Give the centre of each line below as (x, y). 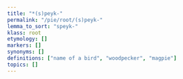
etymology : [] (28, 39)
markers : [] (24, 45)
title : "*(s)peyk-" (35, 13)
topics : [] (23, 65)
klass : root (24, 33)
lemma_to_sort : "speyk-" (43, 26)
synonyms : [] (26, 52)
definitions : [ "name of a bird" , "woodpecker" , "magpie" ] (92, 58)
